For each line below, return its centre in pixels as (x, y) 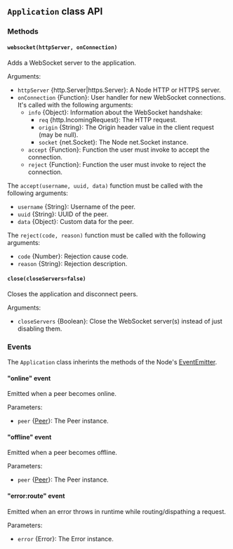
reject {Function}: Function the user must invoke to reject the (117, 164)
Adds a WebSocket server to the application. (72, 62)
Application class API (55, 12)
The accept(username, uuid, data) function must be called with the (105, 185)
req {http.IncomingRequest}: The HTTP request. (108, 119)
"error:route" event (36, 496)
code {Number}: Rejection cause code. (73, 256)
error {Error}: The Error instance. (66, 538)
